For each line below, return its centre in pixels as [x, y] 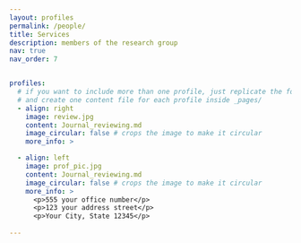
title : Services [39, 34]
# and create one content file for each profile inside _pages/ [140, 100]
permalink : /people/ [48, 26]
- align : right [46, 108]
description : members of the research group [94, 43]
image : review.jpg [60, 117]
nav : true [28, 51]
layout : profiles [42, 17]
